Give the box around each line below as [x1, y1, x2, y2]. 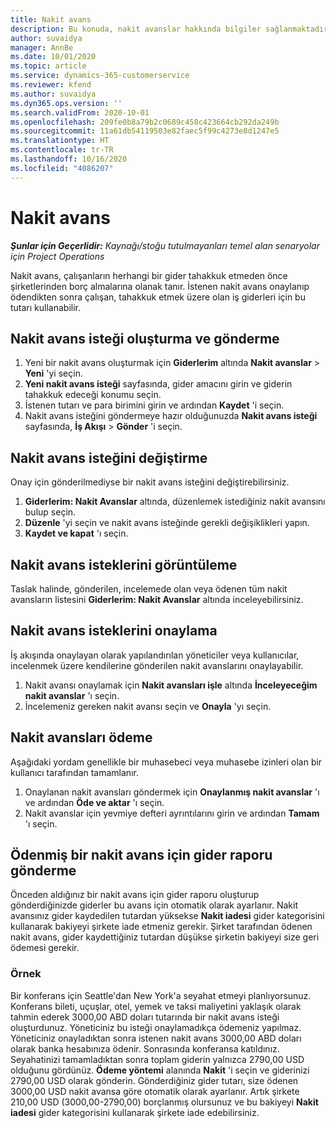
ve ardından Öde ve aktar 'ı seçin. [24, 796, 165, 808]
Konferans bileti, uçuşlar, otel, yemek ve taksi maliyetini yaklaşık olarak [10, 1000, 302, 1012]
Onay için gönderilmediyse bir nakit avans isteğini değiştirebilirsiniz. [10, 476, 290, 488]
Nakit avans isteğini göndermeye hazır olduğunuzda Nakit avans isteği [24, 410, 318, 422]
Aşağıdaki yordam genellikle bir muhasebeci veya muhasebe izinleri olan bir [10, 756, 323, 768]
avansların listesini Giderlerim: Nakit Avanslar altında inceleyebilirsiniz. [10, 594, 304, 605]
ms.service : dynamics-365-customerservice [10, 71, 190, 81]
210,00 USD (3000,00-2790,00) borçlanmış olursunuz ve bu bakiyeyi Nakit [10, 1096, 319, 1108]
